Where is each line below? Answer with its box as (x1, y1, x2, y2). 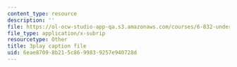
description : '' (7, 17, 55, 24)
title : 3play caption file (7, 43, 87, 50)
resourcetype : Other (7, 36, 68, 43)
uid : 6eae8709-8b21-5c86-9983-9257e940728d (7, 50, 138, 57)
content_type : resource (7, 10, 78, 17)
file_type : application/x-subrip (7, 29, 106, 37)
